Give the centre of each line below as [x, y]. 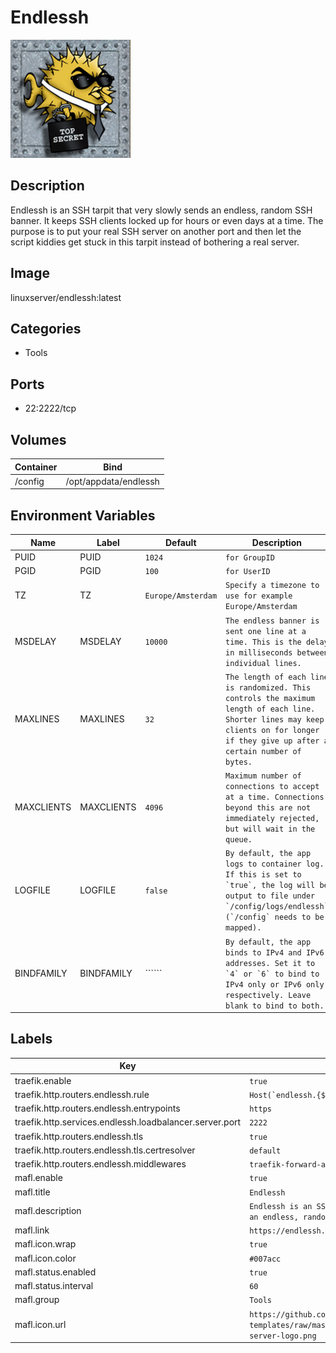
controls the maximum [270, 698]
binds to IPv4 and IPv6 [275, 952]
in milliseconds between [277, 652]
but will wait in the [270, 829]
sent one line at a [266, 631]
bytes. [239, 762]
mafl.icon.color [45, 1258]
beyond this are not [268, 808]
